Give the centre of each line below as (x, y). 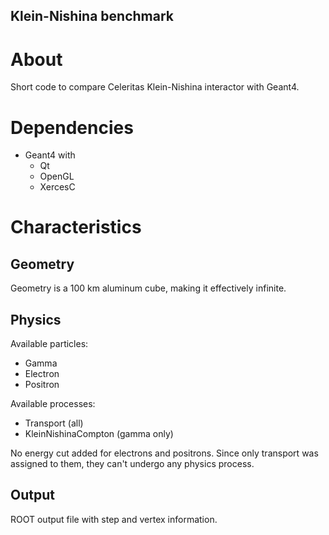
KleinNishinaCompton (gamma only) (99, 434)
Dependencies (72, 127)
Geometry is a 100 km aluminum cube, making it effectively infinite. (148, 288)
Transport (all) (54, 423)
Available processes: (53, 404)
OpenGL (57, 176)
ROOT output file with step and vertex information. (114, 519)
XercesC (57, 187)
